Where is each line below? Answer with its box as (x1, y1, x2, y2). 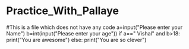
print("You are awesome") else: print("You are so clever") (6, 36, 147, 43)
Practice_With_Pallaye (6, 4, 119, 18)
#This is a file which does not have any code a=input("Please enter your (6, 24, 183, 31)
